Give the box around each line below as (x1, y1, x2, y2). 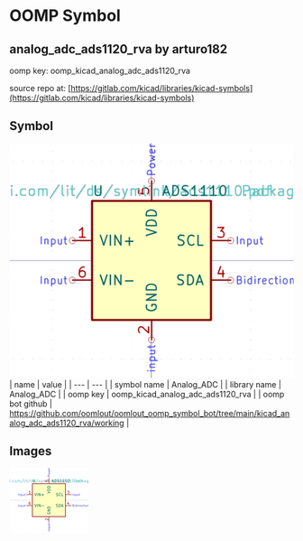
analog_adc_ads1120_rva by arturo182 (9, 42, 228, 57)
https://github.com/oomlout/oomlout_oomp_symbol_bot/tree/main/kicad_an (9, 407, 290, 418)
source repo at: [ (9, 83, 71, 93)
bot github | (9, 398, 52, 409)
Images (9, 443, 52, 459)
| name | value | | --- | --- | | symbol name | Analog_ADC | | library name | (9, 378, 282, 389)
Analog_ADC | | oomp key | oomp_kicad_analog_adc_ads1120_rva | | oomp (9, 388, 285, 399)
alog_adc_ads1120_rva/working (9, 417, 124, 428)
